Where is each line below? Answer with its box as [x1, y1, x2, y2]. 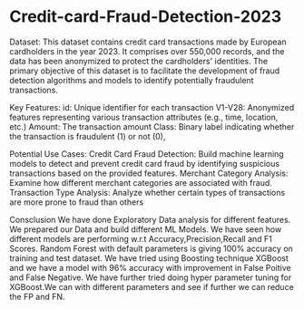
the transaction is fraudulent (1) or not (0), [9, 130, 166, 141]
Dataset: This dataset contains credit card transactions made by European [9, 36, 288, 47]
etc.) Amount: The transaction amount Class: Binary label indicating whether [9, 121, 295, 132]
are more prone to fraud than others [9, 197, 144, 208]
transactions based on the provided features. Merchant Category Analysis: [9, 168, 289, 179]
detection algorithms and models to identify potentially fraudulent [9, 74, 254, 85]
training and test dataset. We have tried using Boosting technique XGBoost [9, 252, 289, 264]
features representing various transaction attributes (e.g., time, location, [9, 111, 279, 122]
